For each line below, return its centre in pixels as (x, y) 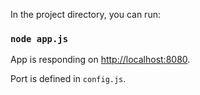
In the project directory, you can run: (85, 14)
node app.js (39, 38)
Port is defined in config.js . (68, 79)
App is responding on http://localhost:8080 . (100, 60)
